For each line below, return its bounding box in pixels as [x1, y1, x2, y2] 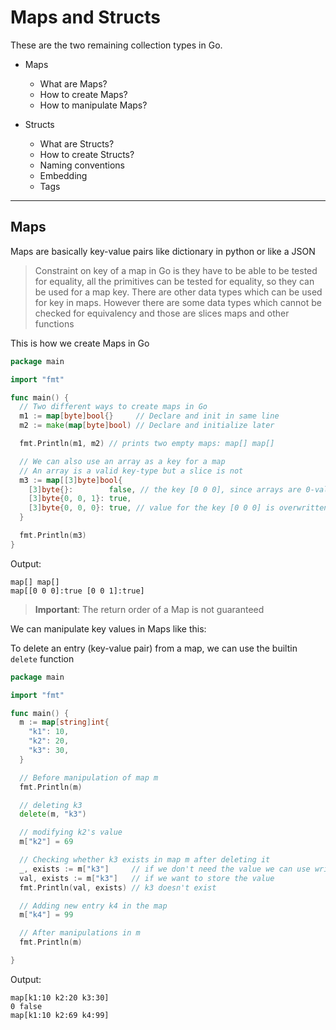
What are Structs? [39, 137, 115, 150]
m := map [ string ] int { [19, 717, 110, 728]
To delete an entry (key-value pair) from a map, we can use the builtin [10, 642, 298, 654]
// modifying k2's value [19, 827, 123, 838]
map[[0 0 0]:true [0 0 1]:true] [10, 586, 145, 596]
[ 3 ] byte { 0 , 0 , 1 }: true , [28, 494, 132, 504]
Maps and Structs [10, 6, 161, 29]
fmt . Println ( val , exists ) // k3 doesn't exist [19, 882, 217, 893]
